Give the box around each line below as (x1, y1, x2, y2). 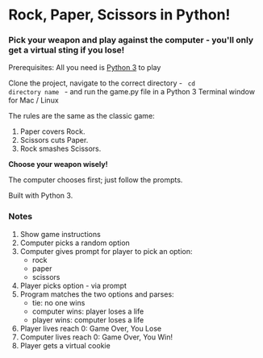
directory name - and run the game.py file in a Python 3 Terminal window (8, 87, 256, 97)
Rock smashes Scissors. (19, 144, 102, 154)
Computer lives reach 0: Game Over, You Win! (19, 332, 173, 342)
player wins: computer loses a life (31, 314, 144, 324)
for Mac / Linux (8, 95, 59, 106)
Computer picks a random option (19, 238, 131, 248)
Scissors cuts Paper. (19, 135, 89, 145)
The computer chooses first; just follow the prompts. (8, 175, 183, 185)
